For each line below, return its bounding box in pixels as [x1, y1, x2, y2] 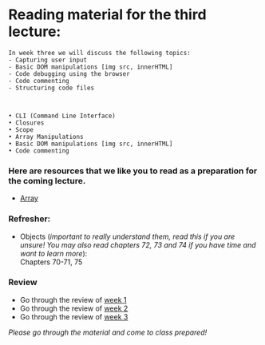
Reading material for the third [8, 6, 207, 24]
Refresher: [8, 213, 51, 224]
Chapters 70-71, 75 [19, 257, 83, 267]
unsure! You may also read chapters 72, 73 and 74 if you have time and [19, 240, 257, 249]
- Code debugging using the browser [8, 69, 130, 77]
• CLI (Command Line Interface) [8, 112, 116, 120]
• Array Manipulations [8, 133, 84, 141]
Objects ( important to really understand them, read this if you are [19, 232, 235, 241]
